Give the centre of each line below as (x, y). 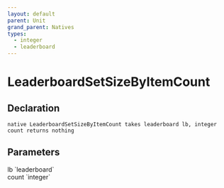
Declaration (34, 108)
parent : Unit (27, 21)
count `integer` (29, 177)
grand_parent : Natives (41, 27)
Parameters (34, 152)
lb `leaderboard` (31, 169)
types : (17, 34)
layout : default (31, 14)
